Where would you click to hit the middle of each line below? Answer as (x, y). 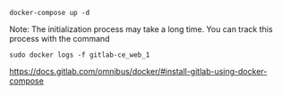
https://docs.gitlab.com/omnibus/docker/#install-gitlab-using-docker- (138, 71)
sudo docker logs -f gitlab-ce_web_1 (80, 55)
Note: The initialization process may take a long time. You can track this (141, 29)
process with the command (60, 39)
